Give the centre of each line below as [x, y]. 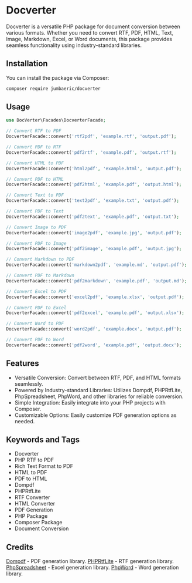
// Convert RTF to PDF [34, 131]
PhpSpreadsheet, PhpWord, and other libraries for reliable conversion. [99, 396]
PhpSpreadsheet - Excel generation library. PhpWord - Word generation [92, 568]
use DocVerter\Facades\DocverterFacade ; [56, 120]
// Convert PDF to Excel [36, 308]
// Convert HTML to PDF [35, 163]
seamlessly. [29, 384]
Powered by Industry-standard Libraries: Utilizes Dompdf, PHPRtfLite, [98, 390]
